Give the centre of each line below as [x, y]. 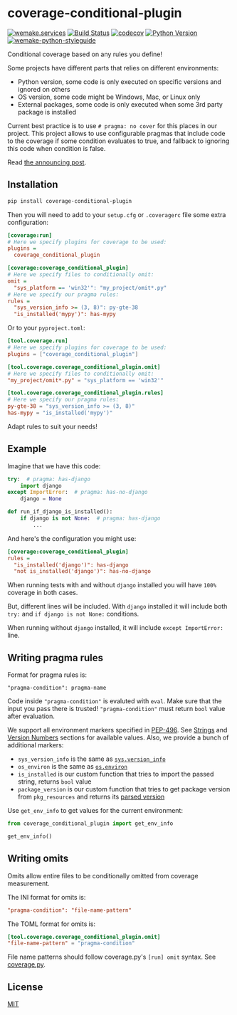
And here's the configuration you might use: [72, 538]
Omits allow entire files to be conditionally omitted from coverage [103, 875]
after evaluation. [31, 716]
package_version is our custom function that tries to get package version [124, 789]
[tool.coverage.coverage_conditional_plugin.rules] [85, 393]
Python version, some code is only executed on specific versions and [120, 81]
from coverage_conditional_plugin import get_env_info [90, 824]
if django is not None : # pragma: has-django [90, 519]
